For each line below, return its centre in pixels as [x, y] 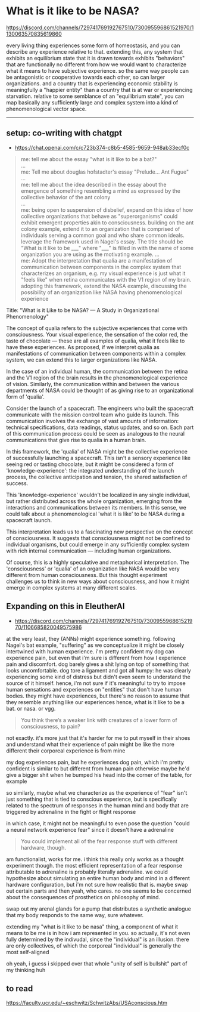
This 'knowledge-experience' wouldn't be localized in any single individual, [98, 495]
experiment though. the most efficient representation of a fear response [94, 865]
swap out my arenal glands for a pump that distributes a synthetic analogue [99, 909]
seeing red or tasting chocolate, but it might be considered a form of [90, 464]
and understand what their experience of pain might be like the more [90, 744]
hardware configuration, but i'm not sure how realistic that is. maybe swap [97, 884]
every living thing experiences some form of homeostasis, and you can [93, 45]
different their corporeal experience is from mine [66, 751]
